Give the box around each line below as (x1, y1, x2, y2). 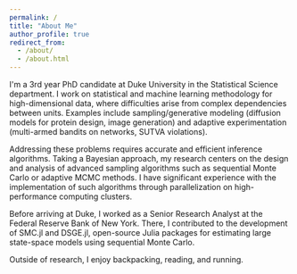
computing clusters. (59, 191, 133, 202)
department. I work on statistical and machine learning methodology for (9, 88, 273, 99)
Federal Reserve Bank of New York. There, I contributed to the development (9, 218, 288, 228)
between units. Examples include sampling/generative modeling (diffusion (9, 108, 281, 118)
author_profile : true (9, 29, 90, 38)
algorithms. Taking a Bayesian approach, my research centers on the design (9, 154, 289, 163)
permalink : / (9, 12, 58, 22)
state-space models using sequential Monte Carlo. (9, 237, 195, 247)
